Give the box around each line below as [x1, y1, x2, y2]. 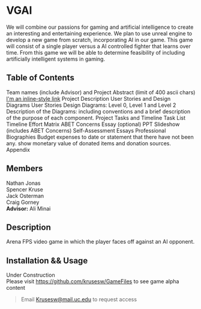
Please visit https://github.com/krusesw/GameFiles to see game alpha [6, 278, 179, 285]
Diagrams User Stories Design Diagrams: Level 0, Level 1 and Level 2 [6, 101, 176, 109]
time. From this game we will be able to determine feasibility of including [6, 49, 185, 56]
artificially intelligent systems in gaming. [6, 55, 106, 62]
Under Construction [6, 271, 55, 279]
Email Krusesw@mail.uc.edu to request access [20, 296, 137, 303]
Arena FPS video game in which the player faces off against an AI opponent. [6, 238, 195, 245]
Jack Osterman [6, 192, 44, 199]
